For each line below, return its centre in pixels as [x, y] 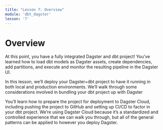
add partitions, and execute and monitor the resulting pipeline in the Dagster [82, 67]
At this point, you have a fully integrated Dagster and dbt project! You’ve [78, 56]
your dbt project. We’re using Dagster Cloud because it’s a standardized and [82, 112]
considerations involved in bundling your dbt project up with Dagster [74, 92]
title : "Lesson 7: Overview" [35, 10]
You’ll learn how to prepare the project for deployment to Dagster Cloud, [78, 102]
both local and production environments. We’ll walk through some [71, 87]
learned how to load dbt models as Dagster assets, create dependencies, [79, 62]
